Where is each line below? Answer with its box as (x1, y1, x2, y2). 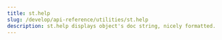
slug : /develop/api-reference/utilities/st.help (7, 16, 149, 23)
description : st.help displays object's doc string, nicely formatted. (7, 22, 216, 29)
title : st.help (7, 9, 51, 17)
